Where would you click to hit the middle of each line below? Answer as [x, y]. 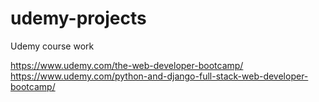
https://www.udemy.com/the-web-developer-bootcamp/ [127, 65]
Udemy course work [52, 46]
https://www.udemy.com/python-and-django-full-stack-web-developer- [159, 76]
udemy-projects [78, 18]
